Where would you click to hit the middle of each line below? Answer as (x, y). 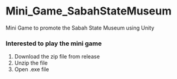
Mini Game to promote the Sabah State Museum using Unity (80, 28)
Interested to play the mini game (54, 43)
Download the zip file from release (57, 57)
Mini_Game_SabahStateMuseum (89, 11)
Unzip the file (31, 63)
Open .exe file (32, 69)
